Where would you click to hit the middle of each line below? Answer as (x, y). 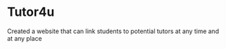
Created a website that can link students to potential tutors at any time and (113, 31)
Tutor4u (31, 12)
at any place (25, 38)
